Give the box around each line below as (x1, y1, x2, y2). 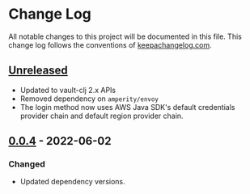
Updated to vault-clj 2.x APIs (19, 85, 117, 95)
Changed (8, 158, 46, 170)
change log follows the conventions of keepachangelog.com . (8, 40, 212, 49)
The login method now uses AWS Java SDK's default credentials (19, 102, 235, 112)
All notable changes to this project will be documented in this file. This (8, 32, 243, 41)
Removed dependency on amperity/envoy (19, 94, 159, 103)
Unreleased (8, 64, 69, 78)
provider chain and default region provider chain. (19, 111, 184, 120)
